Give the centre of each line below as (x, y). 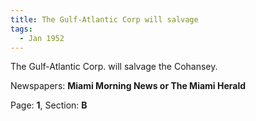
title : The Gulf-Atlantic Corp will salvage (104, 19)
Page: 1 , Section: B (49, 105)
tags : (21, 29)
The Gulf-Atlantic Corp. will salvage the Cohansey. (114, 67)
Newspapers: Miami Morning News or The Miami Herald (128, 86)
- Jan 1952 (42, 38)
